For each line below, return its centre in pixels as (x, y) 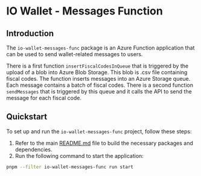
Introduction (30, 33)
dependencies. (33, 149)
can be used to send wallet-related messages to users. (75, 54)
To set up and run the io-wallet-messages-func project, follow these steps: (99, 131)
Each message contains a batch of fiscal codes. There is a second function (100, 85)
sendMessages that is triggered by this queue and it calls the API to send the (99, 91)
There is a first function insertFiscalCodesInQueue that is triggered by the (97, 66)
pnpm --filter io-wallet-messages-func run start (70, 167)
